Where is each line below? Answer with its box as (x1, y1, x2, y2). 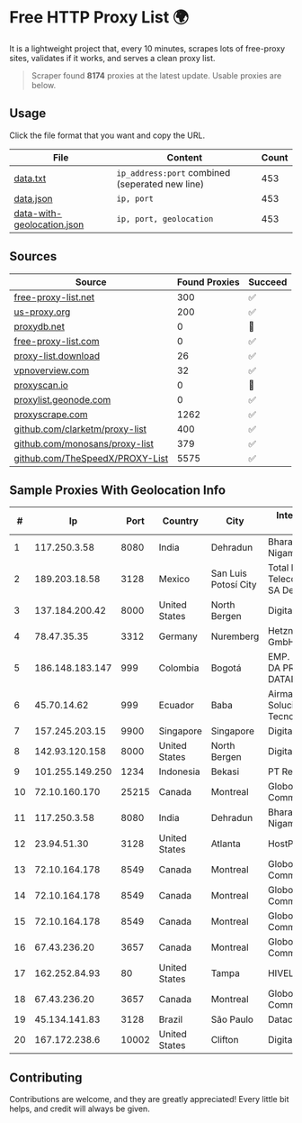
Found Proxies (176, 276, 240, 288)
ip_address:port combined (116, 166, 231, 178)
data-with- (13, 206, 63, 219)
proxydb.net (13, 320, 66, 333)
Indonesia (158, 765, 200, 778)
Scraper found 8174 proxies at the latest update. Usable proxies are (31, 69, 282, 81)
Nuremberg (210, 630, 260, 643)
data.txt (13, 172, 47, 185)
